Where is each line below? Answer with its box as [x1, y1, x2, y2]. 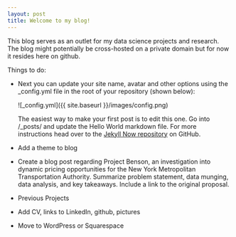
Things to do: [7, 65, 46, 74]
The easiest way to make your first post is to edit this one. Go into [17, 115, 210, 123]
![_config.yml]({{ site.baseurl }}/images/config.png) [17, 100, 168, 109]
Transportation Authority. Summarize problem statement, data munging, [17, 172, 229, 181]
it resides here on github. [7, 51, 80, 60]
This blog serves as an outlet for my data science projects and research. [7, 36, 220, 45]
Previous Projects [17, 194, 70, 202]
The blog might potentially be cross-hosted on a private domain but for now [7, 44, 230, 53]
